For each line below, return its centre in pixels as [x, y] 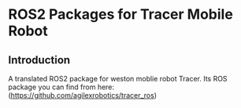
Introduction [39, 60]
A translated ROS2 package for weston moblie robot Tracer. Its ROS [118, 79]
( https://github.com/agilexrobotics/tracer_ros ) [83, 95]
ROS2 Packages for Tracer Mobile [121, 14]
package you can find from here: [61, 87]
